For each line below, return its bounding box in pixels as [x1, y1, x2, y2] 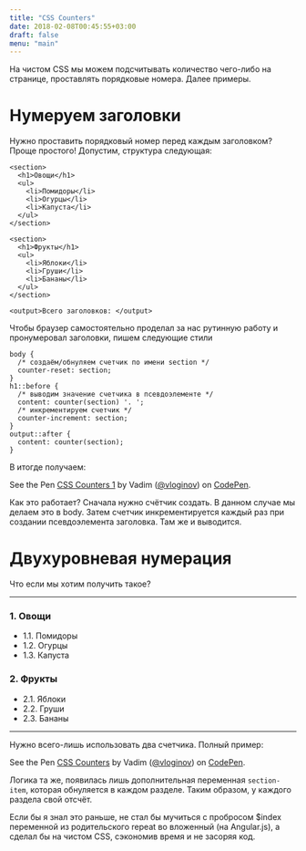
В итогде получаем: [9, 462, 87, 472]
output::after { [9, 430, 71, 439]
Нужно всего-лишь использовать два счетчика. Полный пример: [9, 739, 264, 750]
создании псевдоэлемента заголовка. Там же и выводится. [9, 516, 242, 527]
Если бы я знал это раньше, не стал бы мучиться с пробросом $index [9, 811, 282, 822]
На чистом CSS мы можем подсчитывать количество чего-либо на [9, 64, 271, 75]
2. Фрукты [9, 672, 57, 685]
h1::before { [9, 382, 59, 391]
